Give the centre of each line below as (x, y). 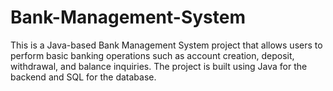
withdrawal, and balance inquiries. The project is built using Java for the (159, 66)
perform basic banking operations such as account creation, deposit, (152, 55)
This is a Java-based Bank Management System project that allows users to (166, 45)
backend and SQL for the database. (83, 77)
